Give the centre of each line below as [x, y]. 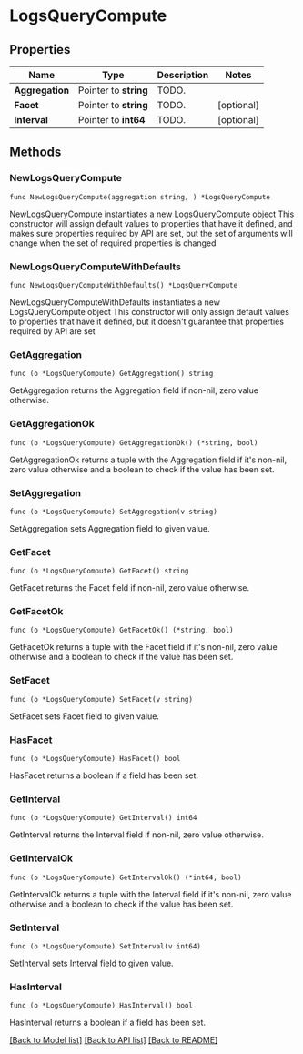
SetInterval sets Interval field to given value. [92, 963]
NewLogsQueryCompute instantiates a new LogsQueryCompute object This [152, 214]
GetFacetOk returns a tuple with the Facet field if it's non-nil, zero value [143, 647]
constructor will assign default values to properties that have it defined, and [151, 223]
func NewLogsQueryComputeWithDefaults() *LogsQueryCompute [124, 285]
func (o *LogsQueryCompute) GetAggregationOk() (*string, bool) [134, 442]
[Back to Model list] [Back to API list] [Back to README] [114, 1040]
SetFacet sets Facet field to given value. [84, 716]
